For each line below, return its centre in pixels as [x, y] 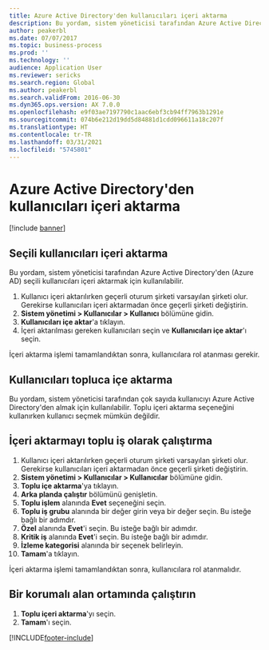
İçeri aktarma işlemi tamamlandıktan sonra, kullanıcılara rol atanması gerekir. [134, 355]
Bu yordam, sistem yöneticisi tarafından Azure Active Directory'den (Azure [131, 273]
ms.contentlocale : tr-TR [50, 134]
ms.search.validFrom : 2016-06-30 [65, 98]
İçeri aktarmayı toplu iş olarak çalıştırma [111, 441]
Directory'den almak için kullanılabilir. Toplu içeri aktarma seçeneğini [122, 407]
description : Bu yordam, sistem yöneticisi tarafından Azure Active [125, 23]
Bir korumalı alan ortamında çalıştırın [103, 594]
